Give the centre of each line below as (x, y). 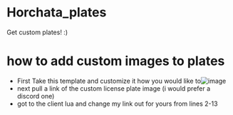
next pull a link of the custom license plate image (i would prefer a (114, 88)
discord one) (36, 96)
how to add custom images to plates (116, 61)
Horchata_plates (57, 12)
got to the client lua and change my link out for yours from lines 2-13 (117, 104)
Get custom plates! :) (37, 32)
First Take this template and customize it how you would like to (109, 81)
